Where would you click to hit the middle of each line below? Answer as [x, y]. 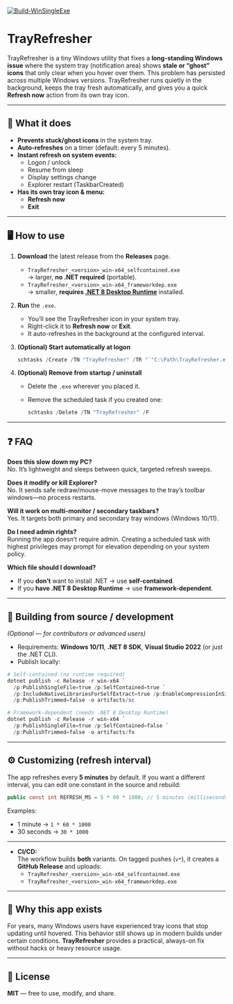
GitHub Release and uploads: [59, 866]
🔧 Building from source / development [90, 616]
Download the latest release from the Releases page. [94, 256]
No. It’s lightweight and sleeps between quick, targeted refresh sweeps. [110, 469]
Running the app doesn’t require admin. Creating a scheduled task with [109, 540]
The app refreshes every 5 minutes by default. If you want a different [106, 777]
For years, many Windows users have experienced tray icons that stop [108, 926]
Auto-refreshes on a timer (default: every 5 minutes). [94, 147]
